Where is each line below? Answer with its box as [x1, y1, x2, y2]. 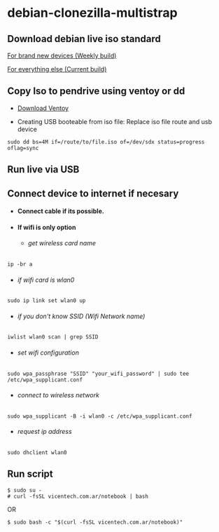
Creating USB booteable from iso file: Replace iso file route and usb [17, 117, 212, 125]
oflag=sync [7, 144, 39, 151]
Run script [7, 468, 54, 480]
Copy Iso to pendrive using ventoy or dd [7, 86, 185, 97]
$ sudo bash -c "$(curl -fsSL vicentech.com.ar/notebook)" [7, 519, 183, 526]
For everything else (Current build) [7, 65, 107, 73]
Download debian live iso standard [7, 33, 161, 45]
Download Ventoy [17, 104, 69, 112]
